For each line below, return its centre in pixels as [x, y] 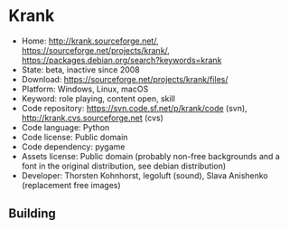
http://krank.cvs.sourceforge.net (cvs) [92, 118]
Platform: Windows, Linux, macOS [85, 89]
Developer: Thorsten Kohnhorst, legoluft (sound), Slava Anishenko [144, 175]
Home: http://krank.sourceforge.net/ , [90, 41]
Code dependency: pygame [73, 147]
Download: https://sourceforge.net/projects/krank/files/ [125, 79]
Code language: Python [65, 127]
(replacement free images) [71, 185]
